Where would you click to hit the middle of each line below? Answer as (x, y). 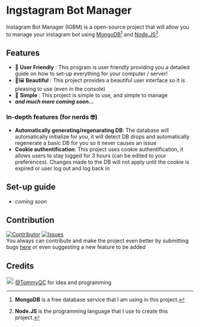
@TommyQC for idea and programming (63, 283)
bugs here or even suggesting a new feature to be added (76, 247)
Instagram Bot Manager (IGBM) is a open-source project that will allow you (98, 27)
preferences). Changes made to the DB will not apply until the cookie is (102, 162)
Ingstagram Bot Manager (69, 10)
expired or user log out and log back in (62, 168)
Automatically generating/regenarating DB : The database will (92, 130)
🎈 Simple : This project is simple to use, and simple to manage (91, 95)
